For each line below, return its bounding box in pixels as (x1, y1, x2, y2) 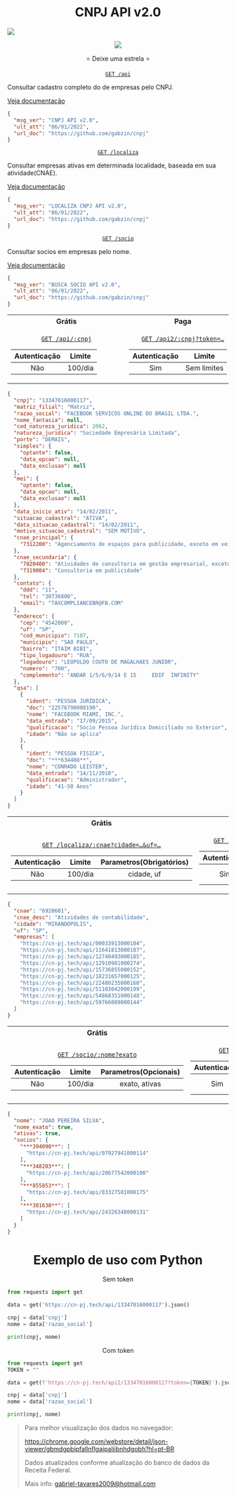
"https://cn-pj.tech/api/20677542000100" (25, 1169, 150, 1176)
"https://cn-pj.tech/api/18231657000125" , (20, 972, 146, 980)
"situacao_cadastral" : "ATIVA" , (13, 514, 109, 521)
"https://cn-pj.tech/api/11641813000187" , (20, 947, 146, 954)
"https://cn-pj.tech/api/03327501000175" (25, 1189, 150, 1196)
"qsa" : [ (13, 685, 39, 692)
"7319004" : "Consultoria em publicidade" (20, 567, 143, 574)
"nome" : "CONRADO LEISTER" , (25, 763, 109, 770)
